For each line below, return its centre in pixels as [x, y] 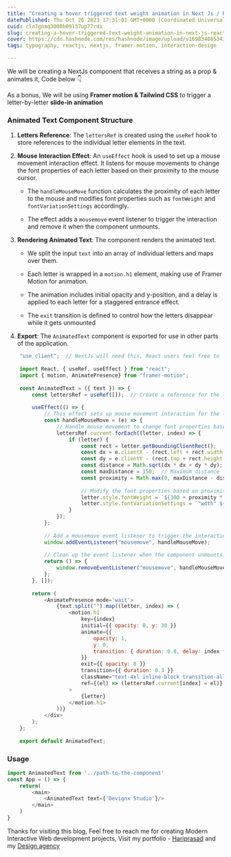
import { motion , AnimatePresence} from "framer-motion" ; [104, 375]
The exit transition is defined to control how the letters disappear [120, 315]
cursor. [27, 178]
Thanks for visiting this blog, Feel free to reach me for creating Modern [108, 831]
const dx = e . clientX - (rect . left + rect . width [152, 453]
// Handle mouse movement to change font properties [133, 426]
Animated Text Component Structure [70, 120]
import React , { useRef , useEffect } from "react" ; [95, 369]
